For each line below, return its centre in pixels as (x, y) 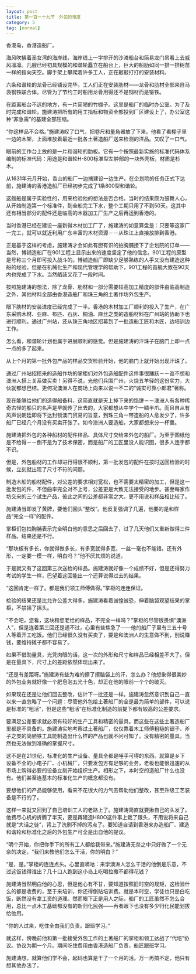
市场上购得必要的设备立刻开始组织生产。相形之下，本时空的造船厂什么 (90, 771)
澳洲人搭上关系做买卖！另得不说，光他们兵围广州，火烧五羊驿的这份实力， (95, 381)
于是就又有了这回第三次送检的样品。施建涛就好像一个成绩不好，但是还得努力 (98, 568)
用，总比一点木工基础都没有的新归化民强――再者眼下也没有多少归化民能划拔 (98, 906)
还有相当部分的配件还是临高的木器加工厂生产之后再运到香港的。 (83, 213)
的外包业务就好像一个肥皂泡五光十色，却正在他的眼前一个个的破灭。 (88, 682)
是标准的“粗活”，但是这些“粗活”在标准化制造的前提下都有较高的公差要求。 (95, 709)
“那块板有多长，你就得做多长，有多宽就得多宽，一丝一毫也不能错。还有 (92, 549)
